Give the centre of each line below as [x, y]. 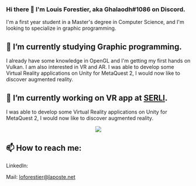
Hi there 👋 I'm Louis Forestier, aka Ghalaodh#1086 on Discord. [96, 9]
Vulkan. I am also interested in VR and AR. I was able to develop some [90, 67]
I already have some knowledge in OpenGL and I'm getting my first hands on [98, 61]
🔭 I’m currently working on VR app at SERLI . [87, 98]
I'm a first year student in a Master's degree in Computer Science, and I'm [95, 22]
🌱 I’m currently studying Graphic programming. [94, 46]
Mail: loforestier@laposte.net [41, 177]
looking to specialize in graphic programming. [61, 28]
